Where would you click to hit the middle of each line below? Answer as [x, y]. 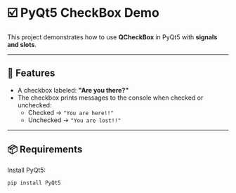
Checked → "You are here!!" [71, 112]
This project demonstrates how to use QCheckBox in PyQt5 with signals [112, 37]
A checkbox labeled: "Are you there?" [73, 90]
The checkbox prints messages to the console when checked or [110, 98]
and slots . [22, 44]
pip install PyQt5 [34, 182]
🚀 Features [31, 73]
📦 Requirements [45, 150]
